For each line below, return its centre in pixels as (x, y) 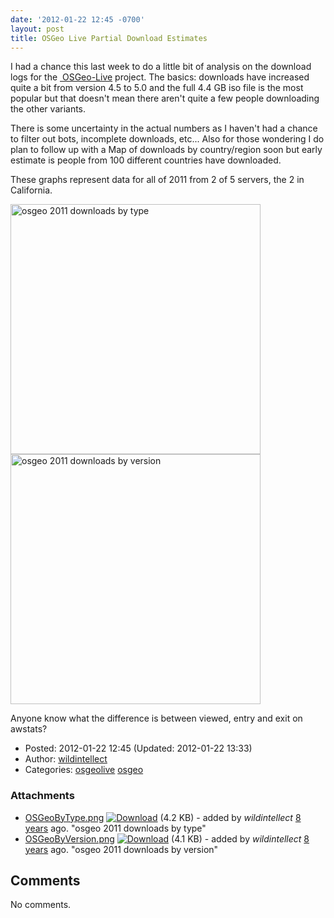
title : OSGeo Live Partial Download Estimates (109, 38)
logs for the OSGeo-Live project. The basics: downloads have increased (160, 77)
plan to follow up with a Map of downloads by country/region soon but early (166, 150)
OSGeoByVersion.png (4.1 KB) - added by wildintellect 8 (167, 838)
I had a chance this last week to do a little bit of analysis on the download (161, 67)
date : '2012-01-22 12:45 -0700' (77, 19)
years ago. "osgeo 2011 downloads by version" (121, 849)
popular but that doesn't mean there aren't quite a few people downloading (165, 98)
